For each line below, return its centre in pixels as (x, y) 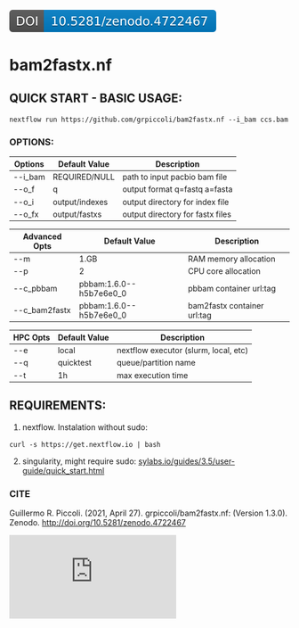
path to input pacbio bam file (175, 177)
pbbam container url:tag (232, 289)
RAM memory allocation (232, 259)
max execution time (153, 375)
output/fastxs (77, 214)
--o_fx (26, 214)
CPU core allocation (224, 271)
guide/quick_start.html (63, 470)
